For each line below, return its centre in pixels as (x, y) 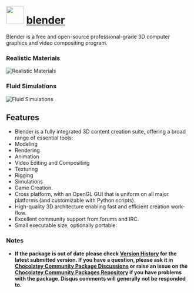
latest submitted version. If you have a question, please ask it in (94, 259)
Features (23, 117)
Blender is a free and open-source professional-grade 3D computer (88, 36)
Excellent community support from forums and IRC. (77, 219)
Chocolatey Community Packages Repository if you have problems (98, 272)
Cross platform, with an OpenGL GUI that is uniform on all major (92, 194)
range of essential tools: (44, 138)
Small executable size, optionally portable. (66, 225)
